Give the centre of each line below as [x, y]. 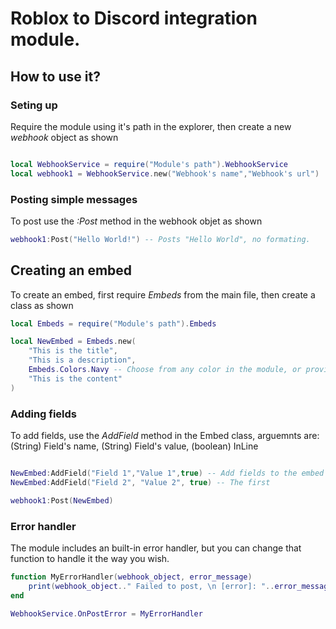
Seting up [34, 105]
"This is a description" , [82, 360]
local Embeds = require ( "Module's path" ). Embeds [113, 323]
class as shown [42, 305]
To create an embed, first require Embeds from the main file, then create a [163, 294]
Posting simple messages [74, 199]
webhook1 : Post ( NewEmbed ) [62, 500]
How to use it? [55, 76]
